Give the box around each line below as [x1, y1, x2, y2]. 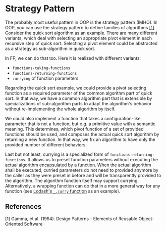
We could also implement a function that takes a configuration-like [5, 115, 141, 121]
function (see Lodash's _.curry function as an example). [5, 188, 120, 194]
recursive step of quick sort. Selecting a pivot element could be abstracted [5, 40, 158, 46]
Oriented [5, 221, 23, 227]
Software [24, 221, 43, 227]
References [5, 202, 42, 211]
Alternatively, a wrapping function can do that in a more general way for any [5, 183, 161, 188]
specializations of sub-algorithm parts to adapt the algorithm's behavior [5, 100, 152, 106]
